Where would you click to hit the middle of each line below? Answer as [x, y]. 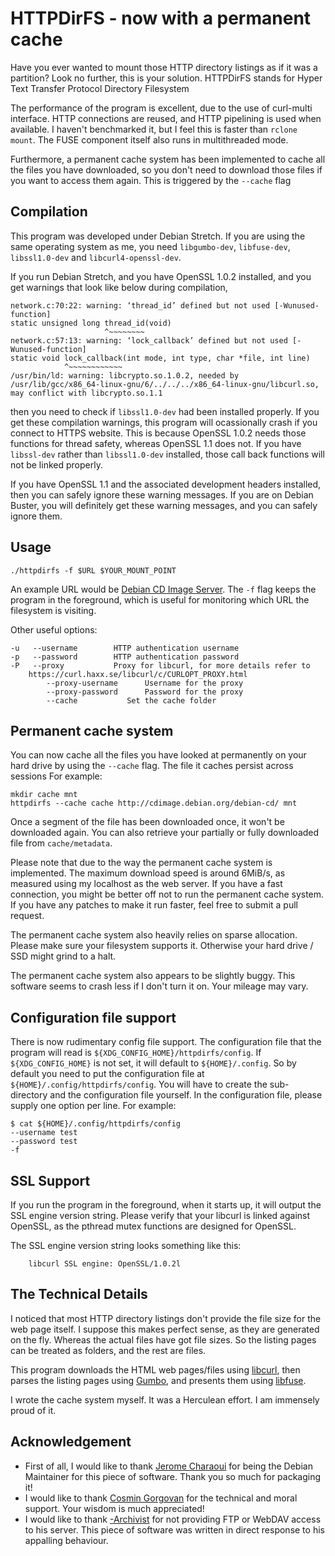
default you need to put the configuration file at [107, 1074]
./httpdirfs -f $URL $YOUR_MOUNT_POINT [93, 570]
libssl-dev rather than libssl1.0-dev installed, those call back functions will [167, 454]
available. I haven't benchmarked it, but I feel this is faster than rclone [154, 129]
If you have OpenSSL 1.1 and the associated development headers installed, [166, 484]
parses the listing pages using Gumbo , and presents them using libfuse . [158, 1380]
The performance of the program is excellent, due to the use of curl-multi [161, 108]
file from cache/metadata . [61, 843]
